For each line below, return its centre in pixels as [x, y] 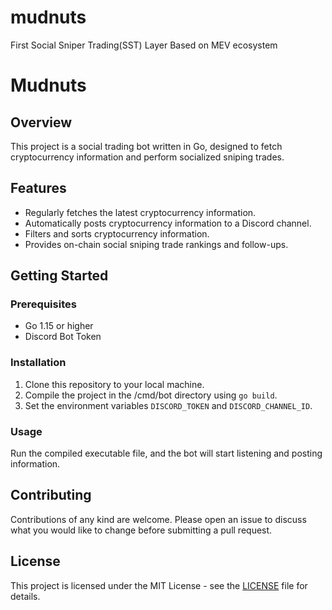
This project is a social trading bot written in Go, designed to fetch [146, 146]
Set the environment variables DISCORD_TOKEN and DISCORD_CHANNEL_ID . [168, 405]
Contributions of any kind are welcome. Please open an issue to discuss [158, 519]
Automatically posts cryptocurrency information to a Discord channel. [168, 223]
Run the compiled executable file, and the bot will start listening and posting [166, 453]
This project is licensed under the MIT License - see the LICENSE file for [159, 585]
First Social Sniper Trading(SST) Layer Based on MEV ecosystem [144, 45]
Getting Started [59, 276]
